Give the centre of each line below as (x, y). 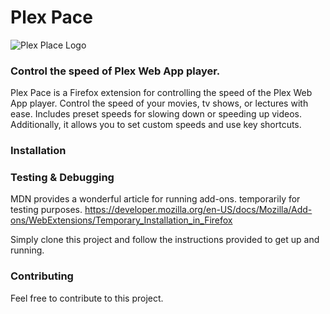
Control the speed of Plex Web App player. (115, 71)
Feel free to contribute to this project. (87, 298)
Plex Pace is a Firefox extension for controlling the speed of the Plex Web (161, 93)
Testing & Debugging (62, 178)
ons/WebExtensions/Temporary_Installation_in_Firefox (121, 220)
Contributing (42, 276)
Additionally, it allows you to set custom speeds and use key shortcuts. (156, 125)
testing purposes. (46, 210)
